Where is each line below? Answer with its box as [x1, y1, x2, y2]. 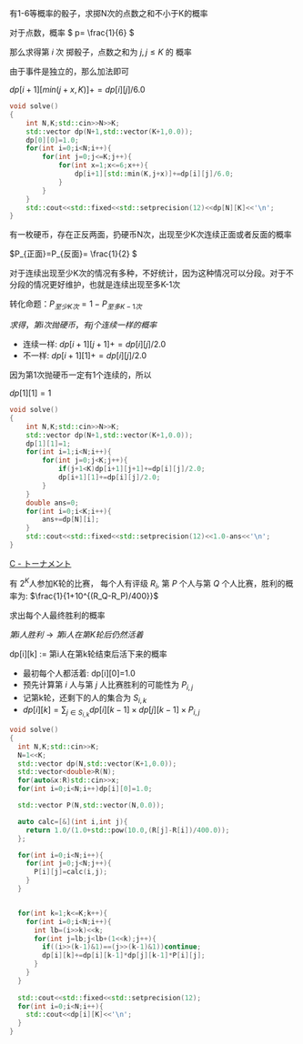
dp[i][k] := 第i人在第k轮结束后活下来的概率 [9, 648, 167, 659]
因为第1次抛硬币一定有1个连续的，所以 [9, 369, 152, 380]
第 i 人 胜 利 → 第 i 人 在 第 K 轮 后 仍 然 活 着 [9, 629, 144, 640]
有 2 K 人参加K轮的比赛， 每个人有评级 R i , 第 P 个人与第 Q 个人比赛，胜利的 [9, 576, 286, 591]
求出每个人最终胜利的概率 [9, 610, 106, 621]
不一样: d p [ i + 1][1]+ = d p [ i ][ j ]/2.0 [22, 350, 147, 361]
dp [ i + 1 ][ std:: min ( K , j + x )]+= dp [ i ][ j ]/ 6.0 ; [74, 169, 234, 178]
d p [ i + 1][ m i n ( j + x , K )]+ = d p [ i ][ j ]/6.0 [9, 85, 146, 95]
